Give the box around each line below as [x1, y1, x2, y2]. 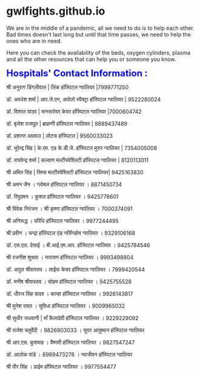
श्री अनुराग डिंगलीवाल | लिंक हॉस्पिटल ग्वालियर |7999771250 [6, 83, 129, 91]
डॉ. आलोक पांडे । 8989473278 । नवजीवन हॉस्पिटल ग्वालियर [6, 350, 133, 358]
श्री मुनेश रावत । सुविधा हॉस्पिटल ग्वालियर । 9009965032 [6, 302, 125, 309]
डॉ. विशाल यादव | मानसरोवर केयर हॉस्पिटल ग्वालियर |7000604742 [6, 108, 142, 115]
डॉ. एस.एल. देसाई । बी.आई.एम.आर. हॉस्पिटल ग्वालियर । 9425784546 [6, 241, 150, 248]
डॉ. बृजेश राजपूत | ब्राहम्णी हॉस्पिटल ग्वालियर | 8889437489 [6, 120, 127, 127]
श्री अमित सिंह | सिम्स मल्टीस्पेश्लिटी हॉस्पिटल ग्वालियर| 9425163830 [6, 168, 144, 176]
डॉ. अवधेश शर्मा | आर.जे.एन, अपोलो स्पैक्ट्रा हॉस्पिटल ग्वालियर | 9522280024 [6, 95, 161, 103]
